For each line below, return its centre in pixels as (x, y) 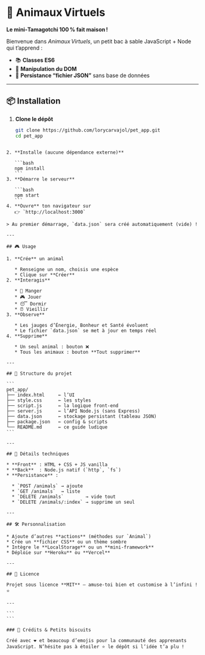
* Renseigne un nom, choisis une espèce (67, 269)
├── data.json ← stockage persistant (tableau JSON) (81, 416)
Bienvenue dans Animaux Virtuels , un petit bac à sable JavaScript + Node (99, 41)
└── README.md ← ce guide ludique (57, 427)
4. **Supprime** (27, 336)
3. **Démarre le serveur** (41, 179)
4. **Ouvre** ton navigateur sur (49, 206)
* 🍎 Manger (28, 291)
